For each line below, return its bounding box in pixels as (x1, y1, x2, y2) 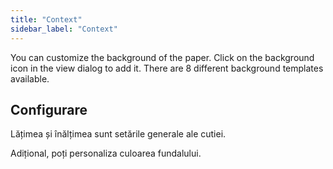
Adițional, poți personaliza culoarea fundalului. (10, 147, 202, 160)
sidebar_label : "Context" (10, 24, 118, 34)
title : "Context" (10, 14, 83, 25)
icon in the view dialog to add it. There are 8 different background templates (10, 62, 324, 74)
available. (10, 72, 50, 85)
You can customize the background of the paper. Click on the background (10, 51, 315, 63)
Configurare (10, 101, 88, 118)
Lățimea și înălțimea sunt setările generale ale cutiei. (10, 128, 227, 140)
